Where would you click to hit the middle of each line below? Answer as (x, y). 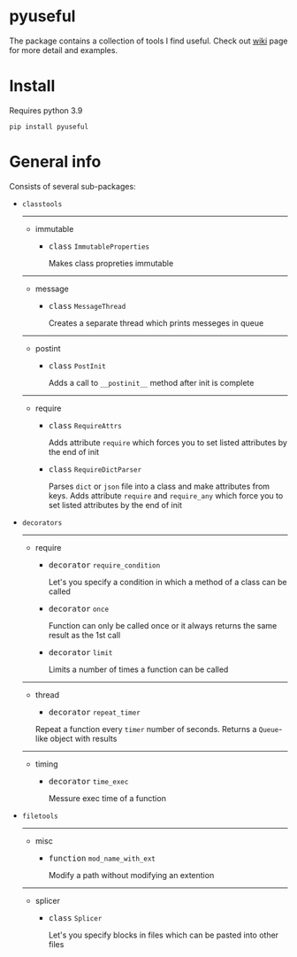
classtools (42, 204)
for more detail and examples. (63, 50)
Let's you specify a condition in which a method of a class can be (168, 582)
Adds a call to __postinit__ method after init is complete (151, 382)
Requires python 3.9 (46, 110)
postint (48, 348)
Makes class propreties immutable (111, 263)
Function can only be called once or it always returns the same (163, 625)
